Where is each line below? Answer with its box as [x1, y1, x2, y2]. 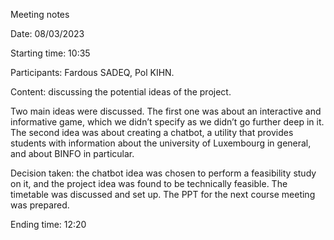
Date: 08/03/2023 [10, 28, 85, 39]
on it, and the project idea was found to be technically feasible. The [10, 178, 288, 189]
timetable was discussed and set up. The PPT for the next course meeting [10, 189, 316, 200]
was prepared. [10, 199, 70, 211]
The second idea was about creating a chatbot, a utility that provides [10, 127, 294, 138]
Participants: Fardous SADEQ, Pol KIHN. [10, 67, 175, 78]
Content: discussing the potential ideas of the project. [10, 86, 232, 98]
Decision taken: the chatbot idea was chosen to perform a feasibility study [10, 167, 317, 179]
